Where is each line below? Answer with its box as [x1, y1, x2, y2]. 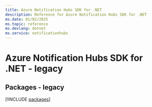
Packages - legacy [5, 83, 64, 91]
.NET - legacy [5, 63, 63, 74]
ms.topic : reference [5, 21, 49, 27]
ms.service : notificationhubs [5, 31, 69, 36]
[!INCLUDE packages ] [5, 96, 51, 102]
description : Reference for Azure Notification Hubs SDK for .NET [5, 12, 147, 17]
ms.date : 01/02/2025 [5, 17, 49, 22]
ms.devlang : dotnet [5, 26, 46, 31]
